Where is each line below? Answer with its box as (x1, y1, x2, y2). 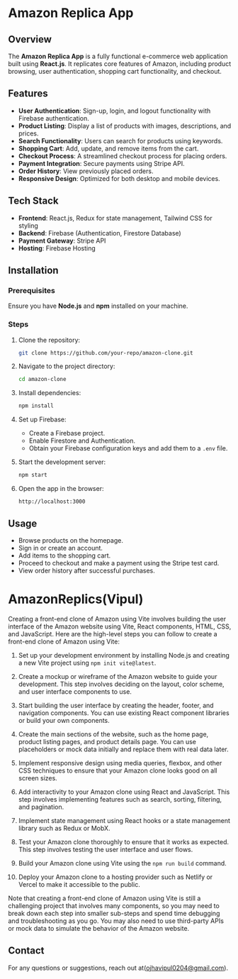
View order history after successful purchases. (18, 566, 155, 575)
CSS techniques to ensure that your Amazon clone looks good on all (18, 766, 217, 775)
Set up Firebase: (18, 415, 67, 424)
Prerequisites (8, 285, 55, 295)
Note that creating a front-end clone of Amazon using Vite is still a (8, 894, 201, 902)
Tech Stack (8, 195, 59, 207)
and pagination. (18, 802, 64, 811)
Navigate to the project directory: (18, 362, 115, 370)
